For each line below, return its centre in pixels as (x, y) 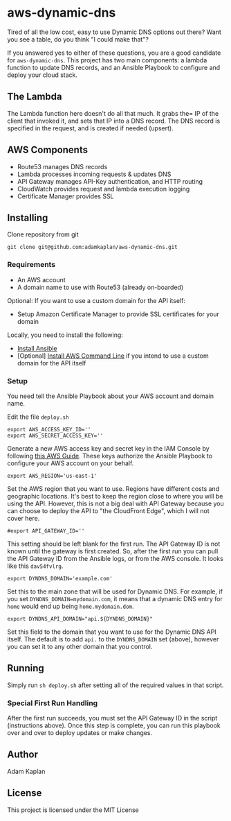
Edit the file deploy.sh (38, 417)
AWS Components (48, 150)
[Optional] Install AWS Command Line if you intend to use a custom (113, 356)
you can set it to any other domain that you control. (80, 646)
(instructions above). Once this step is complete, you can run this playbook (114, 725)
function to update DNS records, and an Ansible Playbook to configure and (114, 67)
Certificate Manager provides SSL (65, 196)
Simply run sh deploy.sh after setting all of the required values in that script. (115, 685)
